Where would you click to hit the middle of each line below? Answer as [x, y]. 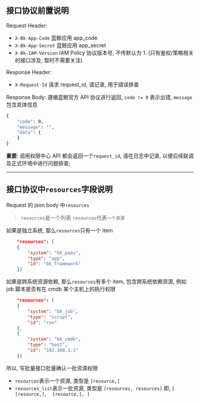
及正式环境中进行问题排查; [38, 164]
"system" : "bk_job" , [53, 311]
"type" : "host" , [48, 345]
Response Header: [29, 72]
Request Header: [27, 25]
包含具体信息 [22, 104]
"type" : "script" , [50, 317]
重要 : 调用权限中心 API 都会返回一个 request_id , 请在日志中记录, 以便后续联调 [100, 156]
